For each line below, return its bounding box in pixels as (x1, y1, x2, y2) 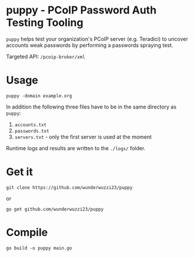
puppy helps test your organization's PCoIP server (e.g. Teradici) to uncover (6, 35, 188, 42)
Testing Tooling (6, 16, 83, 29)
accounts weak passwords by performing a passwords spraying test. (6, 42, 173, 49)
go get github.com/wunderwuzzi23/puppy (6, 206, 104, 212)
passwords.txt (14, 128, 49, 134)
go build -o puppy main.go (6, 245, 72, 251)
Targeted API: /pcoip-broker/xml (6, 53, 85, 60)
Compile (6, 226, 48, 239)
